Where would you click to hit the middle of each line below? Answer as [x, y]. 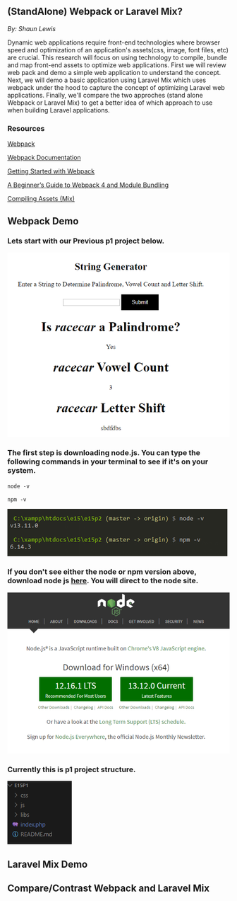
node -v [19, 486]
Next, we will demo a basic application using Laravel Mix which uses [107, 80]
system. [22, 471]
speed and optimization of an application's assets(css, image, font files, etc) [118, 50]
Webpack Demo [43, 221]
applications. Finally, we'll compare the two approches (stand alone [105, 95]
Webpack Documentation [44, 158]
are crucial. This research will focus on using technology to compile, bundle [117, 57]
